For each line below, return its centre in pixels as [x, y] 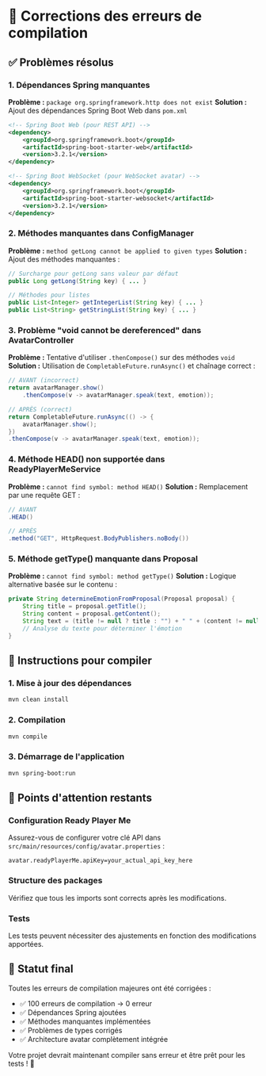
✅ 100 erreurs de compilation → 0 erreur [86, 1003]
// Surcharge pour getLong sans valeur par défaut [93, 274]
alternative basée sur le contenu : [63, 584]
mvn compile [28, 737]
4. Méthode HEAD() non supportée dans [87, 459]
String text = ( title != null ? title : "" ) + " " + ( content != [133, 622]
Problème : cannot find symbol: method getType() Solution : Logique [122, 576]
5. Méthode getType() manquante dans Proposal [103, 559]
